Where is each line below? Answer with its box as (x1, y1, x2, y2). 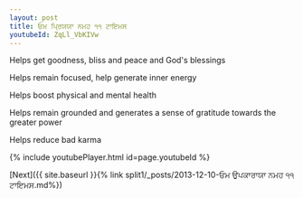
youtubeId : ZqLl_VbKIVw (9, 30, 99, 39)
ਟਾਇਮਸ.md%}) (9, 180, 63, 191)
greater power (9, 117, 62, 127)
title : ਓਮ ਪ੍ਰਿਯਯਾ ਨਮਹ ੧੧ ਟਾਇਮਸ (9, 22, 128, 31)
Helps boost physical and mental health (9, 90, 156, 100)
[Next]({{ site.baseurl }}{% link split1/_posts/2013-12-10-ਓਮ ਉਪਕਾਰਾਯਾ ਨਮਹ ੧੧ (9, 169, 295, 181)
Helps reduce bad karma (9, 135, 102, 146)
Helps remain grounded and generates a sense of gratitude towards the (9, 108, 277, 118)
